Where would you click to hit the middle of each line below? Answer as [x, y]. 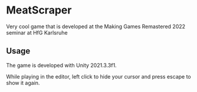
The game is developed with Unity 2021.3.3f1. [61, 65]
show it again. [23, 83]
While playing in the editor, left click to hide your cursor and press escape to [99, 76]
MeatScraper [39, 10]
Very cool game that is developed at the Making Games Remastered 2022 [96, 26]
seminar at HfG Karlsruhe [37, 32]
